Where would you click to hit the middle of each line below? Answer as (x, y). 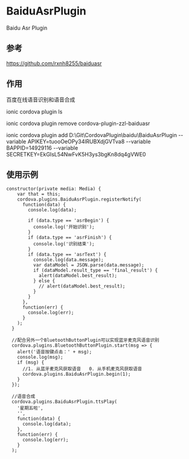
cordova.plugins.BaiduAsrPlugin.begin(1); (76, 374)
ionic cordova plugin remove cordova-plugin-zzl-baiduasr (78, 123)
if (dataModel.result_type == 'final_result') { (95, 271)
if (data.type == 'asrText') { (67, 255)
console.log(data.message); (68, 260)
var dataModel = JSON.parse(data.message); (89, 265)
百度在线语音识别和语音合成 (41, 99)
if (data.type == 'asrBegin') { (69, 221)
